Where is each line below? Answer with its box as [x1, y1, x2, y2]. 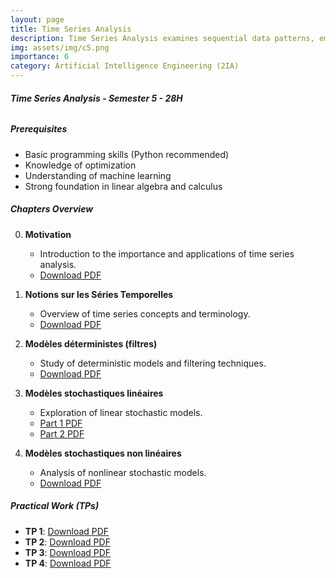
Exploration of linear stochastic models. [39, 406, 203, 418]
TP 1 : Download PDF [24, 525, 110, 537]
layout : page [10, 14, 65, 25]
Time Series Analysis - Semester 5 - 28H [10, 92, 183, 104]
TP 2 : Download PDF [24, 536, 111, 548]
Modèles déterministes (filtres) [24, 337, 158, 350]
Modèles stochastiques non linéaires [24, 447, 182, 459]
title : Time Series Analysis [10, 24, 132, 34]
